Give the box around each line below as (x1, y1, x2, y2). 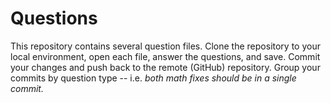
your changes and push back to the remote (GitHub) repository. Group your (10, 61, 321, 73)
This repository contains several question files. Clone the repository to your (10, 40, 321, 52)
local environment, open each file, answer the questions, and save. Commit (10, 50, 321, 62)
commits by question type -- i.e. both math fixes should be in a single (10, 72, 297, 84)
